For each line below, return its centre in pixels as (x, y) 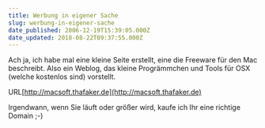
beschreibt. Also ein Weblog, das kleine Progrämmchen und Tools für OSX (129, 69)
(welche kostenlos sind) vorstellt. (62, 77)
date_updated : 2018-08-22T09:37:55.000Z (76, 38)
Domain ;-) (26, 116)
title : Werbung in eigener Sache (63, 15)
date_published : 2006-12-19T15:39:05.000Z (79, 30)
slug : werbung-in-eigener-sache (61, 23)
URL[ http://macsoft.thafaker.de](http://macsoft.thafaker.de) (105, 92)
